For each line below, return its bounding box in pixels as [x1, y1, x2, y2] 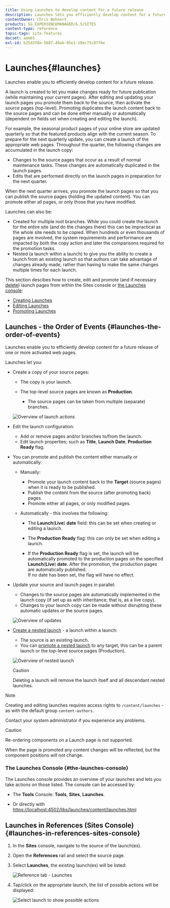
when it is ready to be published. [27, 484, 96, 490]
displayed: [12, 887, 34, 893]
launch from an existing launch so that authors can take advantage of [12, 256, 158, 262]
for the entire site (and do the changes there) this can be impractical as [12, 224, 161, 230]
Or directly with [12, 801, 45, 807]
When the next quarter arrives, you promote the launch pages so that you [5, 188, 158, 194]
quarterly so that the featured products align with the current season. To [5, 131, 156, 137]
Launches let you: [5, 359, 42, 365]
